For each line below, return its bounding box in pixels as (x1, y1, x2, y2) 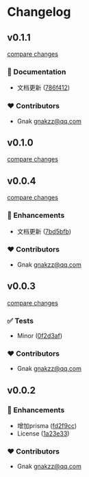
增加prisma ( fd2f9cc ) (16, 421, 77, 429)
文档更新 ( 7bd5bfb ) (16, 227, 72, 235)
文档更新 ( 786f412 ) (16, 83, 71, 92)
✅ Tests (7, 316, 34, 325)
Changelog (7, 4, 71, 20)
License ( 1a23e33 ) (16, 429, 70, 438)
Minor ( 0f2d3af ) (16, 332, 63, 340)
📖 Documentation (7, 67, 66, 77)
